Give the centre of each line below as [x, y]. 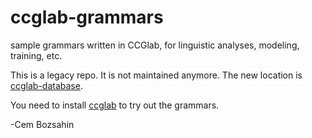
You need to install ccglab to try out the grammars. [115, 105]
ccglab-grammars [87, 17]
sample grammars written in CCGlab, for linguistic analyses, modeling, [155, 45]
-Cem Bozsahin [42, 124]
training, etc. [36, 55]
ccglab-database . [46, 85]
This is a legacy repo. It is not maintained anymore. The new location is [156, 75]
